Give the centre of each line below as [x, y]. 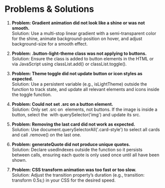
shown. [19, 160]
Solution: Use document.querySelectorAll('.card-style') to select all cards [86, 129]
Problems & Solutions [49, 9]
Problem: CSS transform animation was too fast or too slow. [74, 170]
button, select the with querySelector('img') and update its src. [76, 114]
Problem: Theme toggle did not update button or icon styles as [77, 73]
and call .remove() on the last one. [47, 135]
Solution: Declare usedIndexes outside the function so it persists [77, 149]
